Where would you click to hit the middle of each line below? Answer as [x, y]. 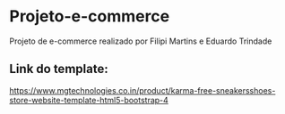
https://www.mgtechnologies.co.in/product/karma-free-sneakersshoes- [142, 90]
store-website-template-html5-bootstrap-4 [89, 100]
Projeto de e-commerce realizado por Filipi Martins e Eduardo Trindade [141, 41]
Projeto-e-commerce [90, 16]
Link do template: [59, 69]
